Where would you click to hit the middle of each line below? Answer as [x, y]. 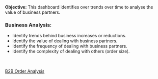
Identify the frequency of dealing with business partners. [70, 46]
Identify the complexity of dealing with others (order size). [71, 52]
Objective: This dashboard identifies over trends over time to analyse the [79, 7]
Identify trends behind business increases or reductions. [69, 36]
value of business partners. [33, 12]
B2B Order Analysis [25, 71]
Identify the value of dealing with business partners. [65, 41]
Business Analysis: [28, 25]
